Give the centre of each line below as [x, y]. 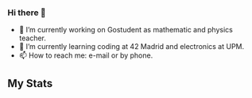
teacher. [33, 38]
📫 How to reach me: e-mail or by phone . [86, 55]
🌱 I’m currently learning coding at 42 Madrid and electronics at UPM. [132, 47]
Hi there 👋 [27, 13]
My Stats [30, 83]
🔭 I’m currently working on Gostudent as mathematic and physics [126, 30]
